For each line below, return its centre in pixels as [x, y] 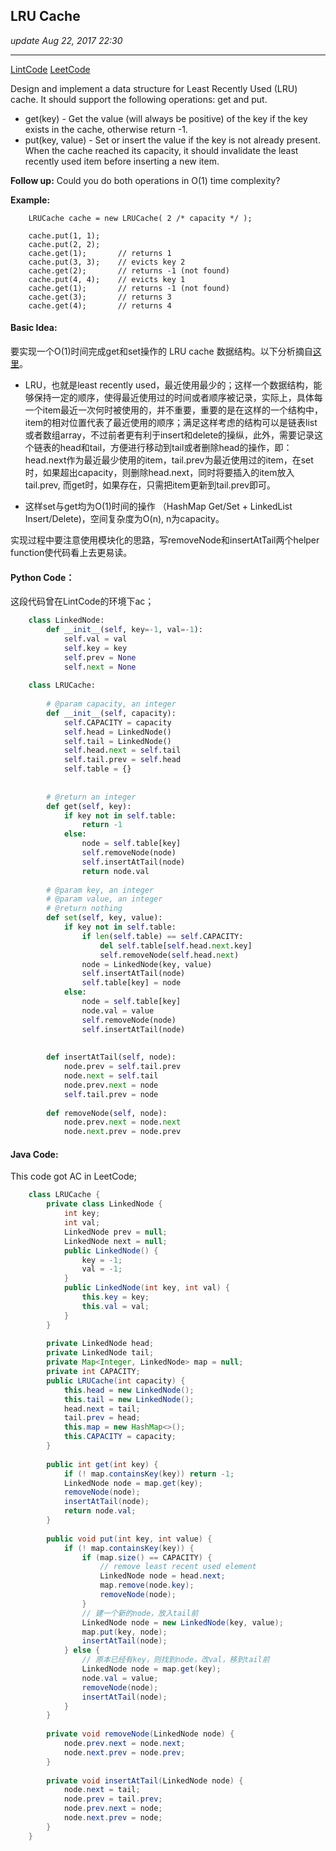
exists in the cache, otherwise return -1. [106, 129]
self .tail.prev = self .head [122, 760]
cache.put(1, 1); [64, 235]
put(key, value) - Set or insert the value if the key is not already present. [172, 140]
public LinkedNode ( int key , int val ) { [146, 1288]
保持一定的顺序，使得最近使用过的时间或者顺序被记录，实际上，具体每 [178, 398]
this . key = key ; [115, 1297]
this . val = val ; [115, 1306]
